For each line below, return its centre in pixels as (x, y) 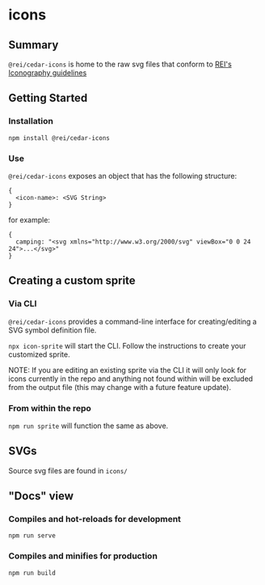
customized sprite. (39, 354)
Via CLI (23, 303)
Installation (31, 121)
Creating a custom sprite (72, 281)
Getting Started (48, 98)
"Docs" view (41, 496)
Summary (34, 45)
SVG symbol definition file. (53, 330)
